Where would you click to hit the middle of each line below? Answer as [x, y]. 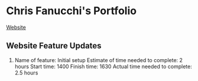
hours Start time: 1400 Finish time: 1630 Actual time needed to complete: [103, 66]
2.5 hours [26, 73]
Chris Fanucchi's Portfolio [72, 11]
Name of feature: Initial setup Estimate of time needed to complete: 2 [99, 60]
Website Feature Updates [54, 46]
